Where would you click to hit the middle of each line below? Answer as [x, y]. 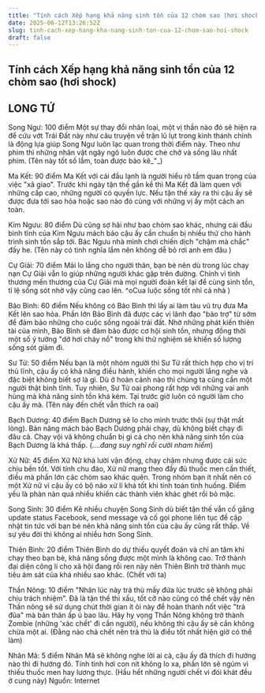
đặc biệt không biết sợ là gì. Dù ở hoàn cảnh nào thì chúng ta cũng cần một [130, 380]
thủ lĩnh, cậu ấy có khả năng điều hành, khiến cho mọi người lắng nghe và [128, 371]
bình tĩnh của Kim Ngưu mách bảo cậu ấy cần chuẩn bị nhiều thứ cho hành [129, 233]
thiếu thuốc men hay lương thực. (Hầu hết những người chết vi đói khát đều [130, 673]
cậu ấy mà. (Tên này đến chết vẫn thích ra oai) [84, 405]
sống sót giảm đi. [36, 348]
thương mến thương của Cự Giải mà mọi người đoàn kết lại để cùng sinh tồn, [131, 282]
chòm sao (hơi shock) [62, 82]
